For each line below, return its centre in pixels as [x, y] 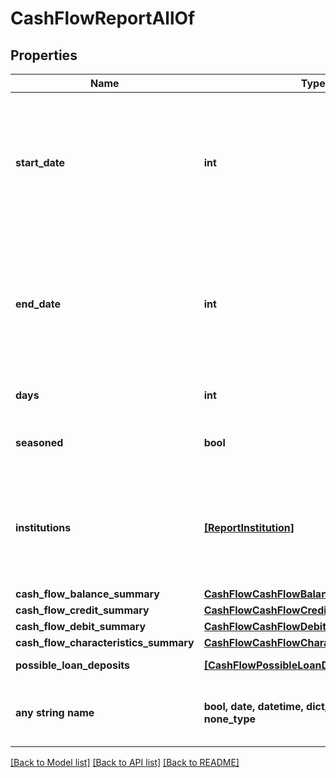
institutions [43, 527]
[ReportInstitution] [249, 527]
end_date [38, 304]
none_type [230, 719]
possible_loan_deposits [72, 665]
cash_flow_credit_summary [82, 610]
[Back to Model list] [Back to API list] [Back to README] [125, 762]
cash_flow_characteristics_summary [105, 642]
